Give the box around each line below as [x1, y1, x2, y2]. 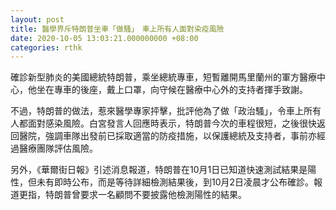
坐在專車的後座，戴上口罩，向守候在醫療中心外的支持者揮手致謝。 [36, 84, 308, 96]
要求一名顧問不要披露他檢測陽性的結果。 [79, 189, 247, 201]
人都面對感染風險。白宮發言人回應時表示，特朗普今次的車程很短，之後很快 [10, 117, 317, 130]
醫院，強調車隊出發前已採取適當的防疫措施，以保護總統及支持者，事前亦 [18, 130, 317, 142]
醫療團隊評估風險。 [18, 142, 98, 155]
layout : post [10, 14, 65, 25]
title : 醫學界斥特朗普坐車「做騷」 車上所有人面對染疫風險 [10, 24, 225, 34]
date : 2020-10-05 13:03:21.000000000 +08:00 [10, 33, 199, 43]
